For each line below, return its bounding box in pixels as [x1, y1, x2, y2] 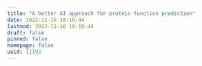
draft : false [7, 29, 45, 36]
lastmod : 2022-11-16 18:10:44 [7, 23, 94, 30]
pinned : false [7, 36, 48, 43]
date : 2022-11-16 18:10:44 [7, 16, 85, 23]
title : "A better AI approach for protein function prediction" [7, 10, 196, 17]
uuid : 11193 [7, 49, 41, 56]
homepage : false [7, 42, 54, 49]
